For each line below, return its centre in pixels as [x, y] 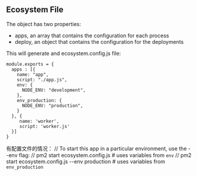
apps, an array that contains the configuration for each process [92, 36]
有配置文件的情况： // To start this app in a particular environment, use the [97, 148]
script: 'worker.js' [44, 126]
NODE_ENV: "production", [52, 105]
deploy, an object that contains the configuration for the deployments [99, 41]
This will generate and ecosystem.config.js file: [64, 53]
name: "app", [33, 74]
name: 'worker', [39, 121]
